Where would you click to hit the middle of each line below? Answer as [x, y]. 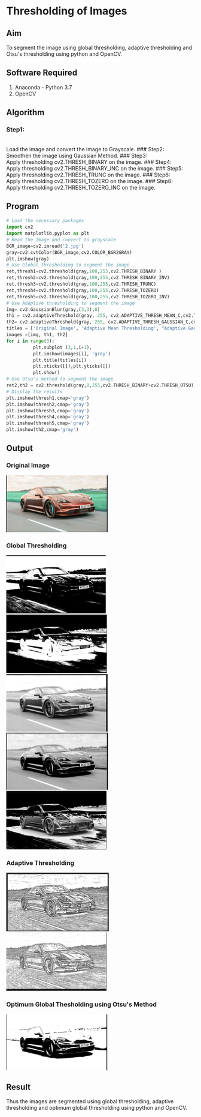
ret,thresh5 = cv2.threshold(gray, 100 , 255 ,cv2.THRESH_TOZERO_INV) [88, 297]
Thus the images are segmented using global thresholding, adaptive [90, 1101]
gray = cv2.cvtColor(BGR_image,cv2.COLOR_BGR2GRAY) [69, 252]
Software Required [42, 73]
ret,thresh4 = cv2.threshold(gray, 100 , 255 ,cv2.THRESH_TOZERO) [83, 290]
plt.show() [46, 373]
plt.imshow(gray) [28, 259]
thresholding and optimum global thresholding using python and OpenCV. [97, 1108]
